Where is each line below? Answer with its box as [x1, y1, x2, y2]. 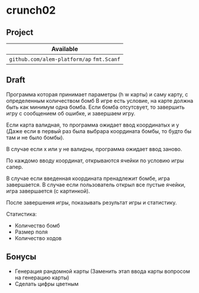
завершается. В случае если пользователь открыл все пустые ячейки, [6, 181, 186, 188]
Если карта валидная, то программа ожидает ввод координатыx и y [6, 121, 179, 128]
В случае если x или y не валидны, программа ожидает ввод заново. [6, 145, 182, 152]
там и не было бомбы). [6, 134, 64, 141]
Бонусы [6, 252, 37, 262]
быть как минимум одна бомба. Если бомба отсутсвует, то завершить [6, 103, 185, 111]
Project [6, 27, 34, 37]
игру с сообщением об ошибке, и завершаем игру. [6, 109, 135, 116]
